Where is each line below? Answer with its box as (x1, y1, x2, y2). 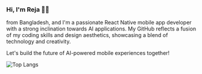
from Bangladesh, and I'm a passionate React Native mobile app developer (6, 19, 192, 26)
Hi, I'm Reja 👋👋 (6, 5, 49, 14)
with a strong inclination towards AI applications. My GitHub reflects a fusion (6, 25, 197, 32)
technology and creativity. (6, 38, 71, 45)
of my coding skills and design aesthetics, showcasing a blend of (6, 32, 168, 39)
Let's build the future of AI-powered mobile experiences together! (6, 50, 170, 57)
